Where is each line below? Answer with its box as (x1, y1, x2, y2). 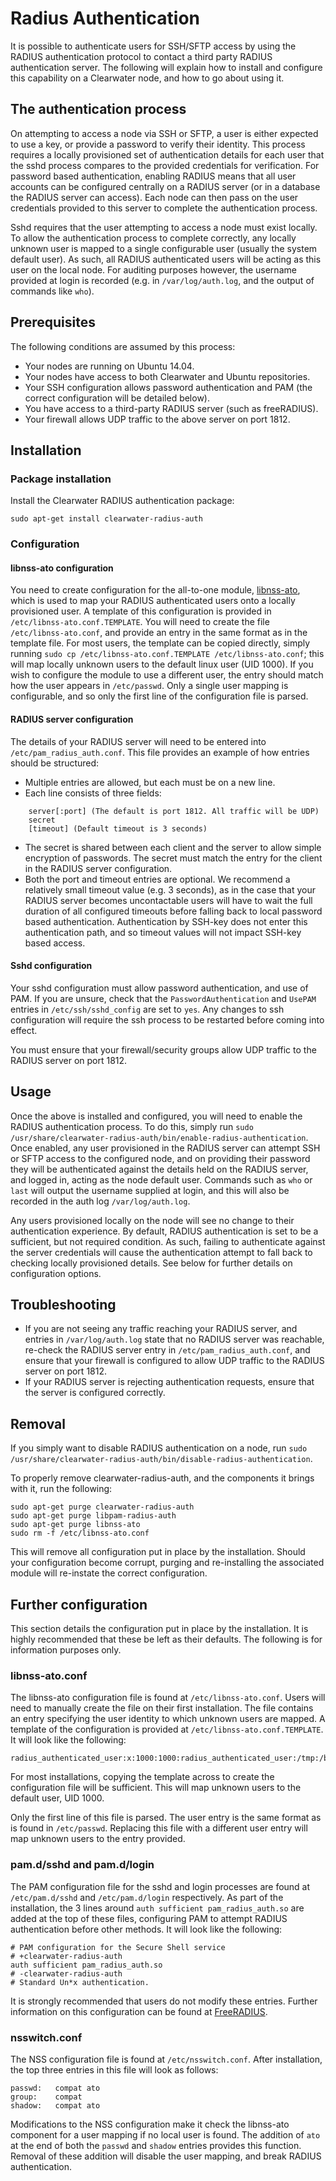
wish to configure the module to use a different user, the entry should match (10, 669, 324, 681)
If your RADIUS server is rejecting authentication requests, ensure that (24, 1376, 315, 1388)
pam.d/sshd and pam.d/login (10, 1858, 155, 1872)
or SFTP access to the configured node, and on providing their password (10, 1152, 311, 1164)
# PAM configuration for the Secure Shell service (10, 1942, 226, 1952)
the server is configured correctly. (24, 1387, 166, 1399)
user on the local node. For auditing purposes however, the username (10, 263, 297, 276)
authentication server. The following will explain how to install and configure (10, 61, 323, 73)
